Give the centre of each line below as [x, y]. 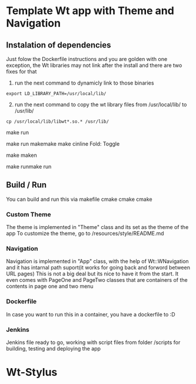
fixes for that [21, 71]
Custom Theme [29, 214]
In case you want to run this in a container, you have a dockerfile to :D [91, 314]
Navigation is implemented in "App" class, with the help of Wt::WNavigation [98, 261]
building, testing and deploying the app [54, 348]
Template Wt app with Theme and [90, 11]
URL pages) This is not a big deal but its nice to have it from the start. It [92, 274]
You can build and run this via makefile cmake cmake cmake [79, 199]
